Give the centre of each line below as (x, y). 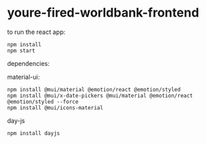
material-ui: (24, 77)
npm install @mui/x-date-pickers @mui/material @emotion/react (100, 96)
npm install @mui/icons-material (55, 108)
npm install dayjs (34, 133)
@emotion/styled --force (43, 102)
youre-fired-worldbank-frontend (103, 13)
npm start (21, 51)
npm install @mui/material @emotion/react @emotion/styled (94, 89)
